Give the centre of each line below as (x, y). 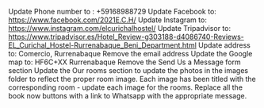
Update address (224, 45)
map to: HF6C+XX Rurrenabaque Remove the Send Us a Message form (124, 62)
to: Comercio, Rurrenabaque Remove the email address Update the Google (130, 54)
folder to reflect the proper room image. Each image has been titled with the (132, 79)
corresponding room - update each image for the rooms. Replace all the (126, 87)
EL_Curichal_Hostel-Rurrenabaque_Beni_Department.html (102, 45)
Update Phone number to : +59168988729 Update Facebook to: (112, 12)
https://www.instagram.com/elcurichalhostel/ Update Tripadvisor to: (120, 28)
